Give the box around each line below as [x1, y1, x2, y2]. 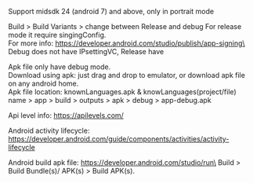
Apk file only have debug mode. [8, 62, 111, 71]
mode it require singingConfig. [8, 31, 107, 39]
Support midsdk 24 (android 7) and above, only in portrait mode [8, 7, 214, 16]
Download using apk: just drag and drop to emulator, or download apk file [8, 71, 245, 79]
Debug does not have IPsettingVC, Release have [8, 47, 164, 56]
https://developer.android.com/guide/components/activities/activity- [8, 134, 230, 144]
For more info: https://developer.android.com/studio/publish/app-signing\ [8, 38, 245, 48]
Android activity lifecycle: [8, 126, 90, 135]
